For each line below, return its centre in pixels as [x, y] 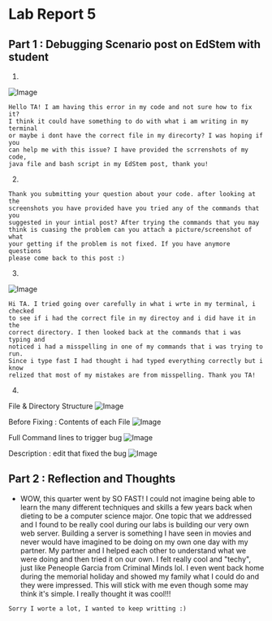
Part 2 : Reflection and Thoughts [92, 479]
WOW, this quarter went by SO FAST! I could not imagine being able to [138, 498]
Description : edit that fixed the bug [68, 453]
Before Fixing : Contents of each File [69, 422]
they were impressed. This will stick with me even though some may [134, 585]
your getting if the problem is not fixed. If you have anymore [119, 244]
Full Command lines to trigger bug [65, 437]
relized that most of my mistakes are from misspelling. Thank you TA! [132, 375]
